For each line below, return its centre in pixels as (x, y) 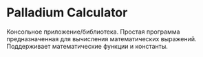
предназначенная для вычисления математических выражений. (101, 38)
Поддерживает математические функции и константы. (87, 46)
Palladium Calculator (67, 13)
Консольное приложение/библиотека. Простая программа (93, 32)
